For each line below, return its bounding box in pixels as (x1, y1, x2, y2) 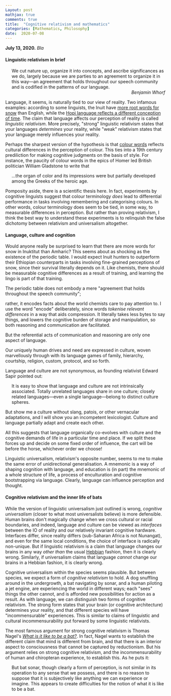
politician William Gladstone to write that (5, 163, 90, 169)
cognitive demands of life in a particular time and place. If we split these (5, 435, 156, 441)
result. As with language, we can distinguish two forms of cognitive (5, 596, 146, 602)
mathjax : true (5, 12, 36, 17)
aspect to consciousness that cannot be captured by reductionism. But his (5, 644, 161, 650)
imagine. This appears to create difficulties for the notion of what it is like (12, 680, 164, 686)
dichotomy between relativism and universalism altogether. (5, 220, 128, 226)
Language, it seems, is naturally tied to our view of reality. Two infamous (5, 99, 157, 106)
